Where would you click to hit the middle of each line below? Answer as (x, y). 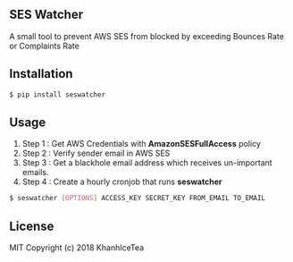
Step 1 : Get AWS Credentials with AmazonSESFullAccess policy (142, 144)
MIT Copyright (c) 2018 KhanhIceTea (77, 248)
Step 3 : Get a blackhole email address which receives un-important (147, 163)
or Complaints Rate (45, 46)
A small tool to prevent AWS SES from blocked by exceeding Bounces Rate (146, 36)
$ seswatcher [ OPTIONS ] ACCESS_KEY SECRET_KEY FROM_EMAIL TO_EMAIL (138, 199)
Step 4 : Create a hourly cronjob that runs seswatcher (122, 182)
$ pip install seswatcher (57, 94)
